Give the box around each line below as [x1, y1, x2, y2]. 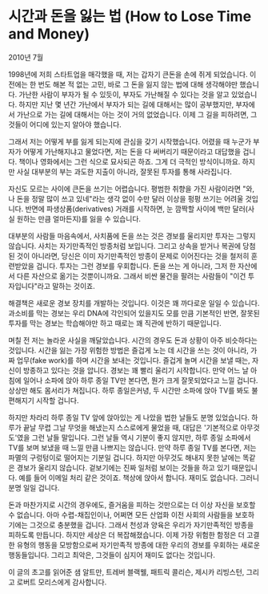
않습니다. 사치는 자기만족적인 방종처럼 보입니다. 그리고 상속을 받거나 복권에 [8, 241, 242, 250]
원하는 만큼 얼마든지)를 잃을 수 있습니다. [16, 214, 142, 223]
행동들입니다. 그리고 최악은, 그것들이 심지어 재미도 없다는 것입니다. [8, 550, 216, 559]
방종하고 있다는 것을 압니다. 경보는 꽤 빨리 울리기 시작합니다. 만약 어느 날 [22, 365, 250, 375]
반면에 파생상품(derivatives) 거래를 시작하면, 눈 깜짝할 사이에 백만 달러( [25, 204, 248, 214]
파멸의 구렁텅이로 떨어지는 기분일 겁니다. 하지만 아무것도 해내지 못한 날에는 [8, 453, 242, 462]
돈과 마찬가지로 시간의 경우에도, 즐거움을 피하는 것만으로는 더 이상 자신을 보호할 [8, 499, 256, 510]
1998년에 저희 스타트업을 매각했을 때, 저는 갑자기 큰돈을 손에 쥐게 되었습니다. [8, 69, 248, 79]
